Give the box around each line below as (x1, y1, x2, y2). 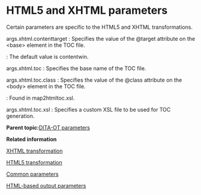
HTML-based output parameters (6, 182, 86, 189)
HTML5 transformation (6, 158, 63, 166)
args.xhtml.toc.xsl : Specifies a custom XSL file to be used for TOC (6, 106, 171, 113)
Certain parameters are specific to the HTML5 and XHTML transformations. (6, 23, 193, 31)
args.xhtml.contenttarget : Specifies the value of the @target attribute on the (6, 35, 196, 42)
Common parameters (6, 170, 59, 178)
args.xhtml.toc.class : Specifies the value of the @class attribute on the (6, 76, 182, 83)
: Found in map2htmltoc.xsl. (6, 94, 75, 101)
